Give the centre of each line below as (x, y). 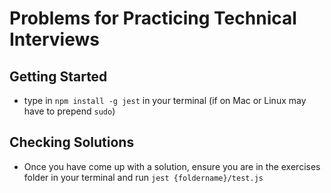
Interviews (54, 39)
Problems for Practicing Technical (153, 18)
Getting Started (58, 76)
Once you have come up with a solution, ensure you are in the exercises (172, 166)
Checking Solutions (72, 142)
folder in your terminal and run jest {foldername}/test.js (143, 177)
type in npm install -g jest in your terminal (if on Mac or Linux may (165, 100)
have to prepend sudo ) (69, 111)
